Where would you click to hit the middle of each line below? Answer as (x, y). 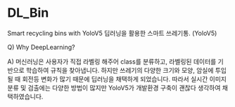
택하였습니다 (25, 97)
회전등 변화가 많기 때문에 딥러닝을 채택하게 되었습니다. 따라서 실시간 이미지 (125, 79)
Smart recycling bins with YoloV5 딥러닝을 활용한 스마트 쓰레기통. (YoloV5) (112, 33)
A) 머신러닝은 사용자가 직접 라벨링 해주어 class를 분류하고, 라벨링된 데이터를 (112, 62)
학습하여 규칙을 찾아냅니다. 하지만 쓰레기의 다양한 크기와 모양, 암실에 (120, 70)
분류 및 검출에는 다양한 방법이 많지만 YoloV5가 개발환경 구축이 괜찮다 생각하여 (114, 87)
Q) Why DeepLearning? (41, 47)
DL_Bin (28, 13)
